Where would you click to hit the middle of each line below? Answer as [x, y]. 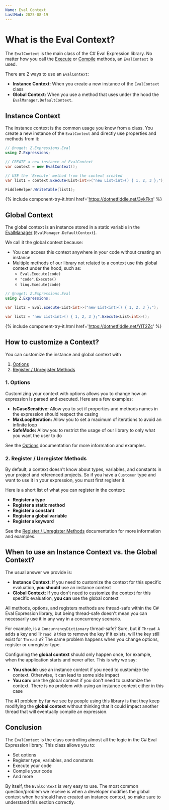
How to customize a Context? [52, 342]
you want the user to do [37, 436]
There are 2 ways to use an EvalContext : [47, 74]
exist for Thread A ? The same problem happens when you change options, [82, 639]
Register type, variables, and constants [53, 760]
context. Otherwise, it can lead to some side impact [66, 675]
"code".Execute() [38, 279]
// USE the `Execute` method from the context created [64, 176]
